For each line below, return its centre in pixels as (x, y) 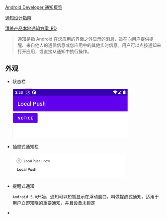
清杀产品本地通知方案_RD (31, 28)
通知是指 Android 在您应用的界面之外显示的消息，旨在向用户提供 (83, 39)
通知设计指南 (18, 18)
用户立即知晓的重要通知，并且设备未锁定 (54, 203)
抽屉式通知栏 (25, 146)
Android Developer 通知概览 (34, 7)
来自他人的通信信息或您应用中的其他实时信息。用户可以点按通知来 (94, 45)
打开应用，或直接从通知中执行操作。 (54, 51)
